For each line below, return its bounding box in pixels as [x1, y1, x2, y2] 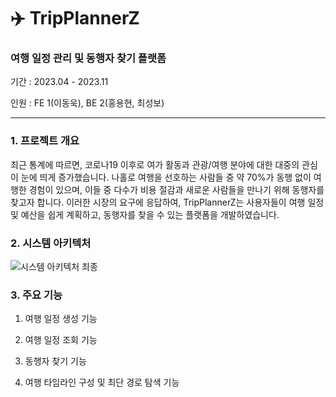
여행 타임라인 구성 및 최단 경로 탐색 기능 [24, 376, 180, 389]
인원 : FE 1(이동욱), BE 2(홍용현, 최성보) [10, 97, 165, 109]
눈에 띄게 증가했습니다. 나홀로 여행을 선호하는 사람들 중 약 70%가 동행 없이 [20, 171, 312, 183]
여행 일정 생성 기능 [24, 313, 98, 325]
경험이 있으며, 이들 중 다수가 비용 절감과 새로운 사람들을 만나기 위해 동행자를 [28, 183, 325, 195]
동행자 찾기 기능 [24, 355, 87, 367]
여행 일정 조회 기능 [24, 334, 98, 346]
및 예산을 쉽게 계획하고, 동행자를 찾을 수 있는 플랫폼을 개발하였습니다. [10, 208, 280, 220]
